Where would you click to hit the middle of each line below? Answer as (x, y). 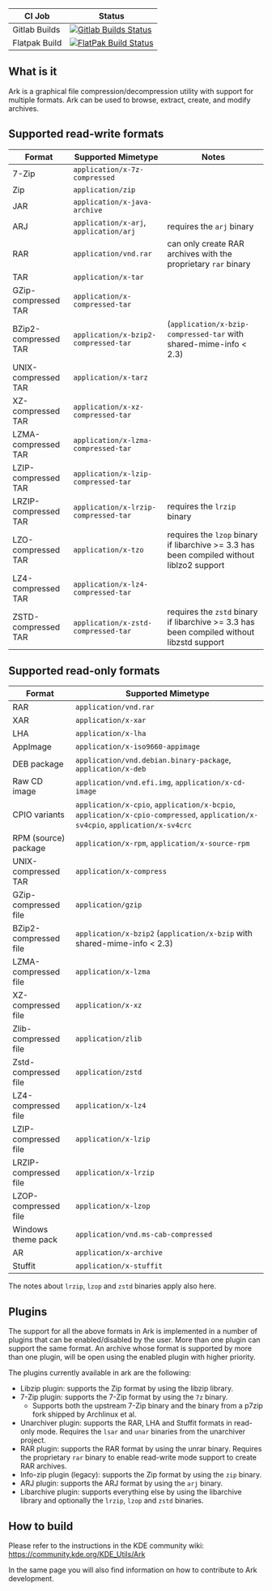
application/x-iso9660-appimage (138, 747)
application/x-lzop (113, 1206)
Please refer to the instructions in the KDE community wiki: (106, 1546)
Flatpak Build (37, 43)
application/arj (104, 231)
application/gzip (109, 905)
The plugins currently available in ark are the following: (100, 1373)
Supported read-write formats (86, 134)
